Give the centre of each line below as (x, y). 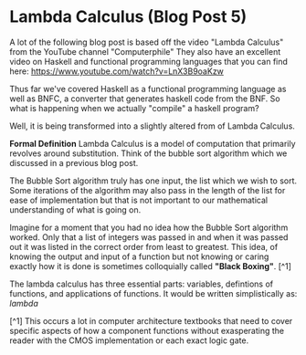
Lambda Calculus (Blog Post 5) (128, 17)
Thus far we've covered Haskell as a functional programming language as (148, 89)
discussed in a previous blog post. (74, 162)
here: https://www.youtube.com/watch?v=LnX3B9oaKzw (116, 71)
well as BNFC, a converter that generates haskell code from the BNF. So (145, 99)
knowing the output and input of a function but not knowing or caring (139, 256)
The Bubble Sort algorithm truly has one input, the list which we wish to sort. (153, 181)
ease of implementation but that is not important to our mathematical (138, 200)
